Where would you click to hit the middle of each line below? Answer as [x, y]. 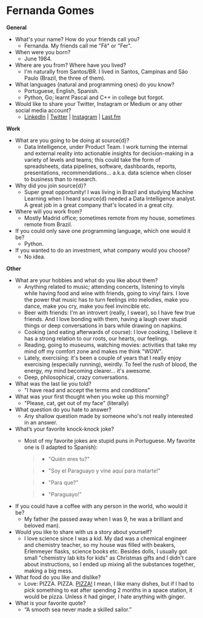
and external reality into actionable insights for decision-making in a [109, 153]
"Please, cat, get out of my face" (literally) [76, 403]
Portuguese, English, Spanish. [62, 91]
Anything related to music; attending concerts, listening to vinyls [104, 286]
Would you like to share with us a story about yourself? [84, 532]
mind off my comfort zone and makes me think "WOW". [93, 351]
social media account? [43, 110]
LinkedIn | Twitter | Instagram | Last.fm [72, 117]
